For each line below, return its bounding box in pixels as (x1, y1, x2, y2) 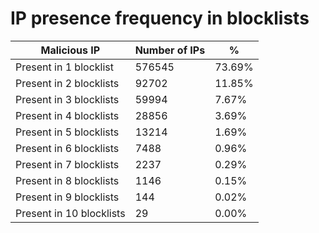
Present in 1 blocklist (15, 60, 114, 74)
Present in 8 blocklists (15, 173, 120, 187)
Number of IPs (134, 43, 206, 57)
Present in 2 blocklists (15, 76, 120, 90)
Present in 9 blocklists (15, 190, 120, 204)
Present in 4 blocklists (15, 108, 120, 122)
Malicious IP (40, 43, 101, 57)
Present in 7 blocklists (15, 157, 120, 171)
